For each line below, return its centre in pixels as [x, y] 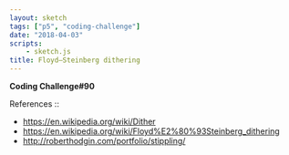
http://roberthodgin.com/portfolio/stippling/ [104, 141]
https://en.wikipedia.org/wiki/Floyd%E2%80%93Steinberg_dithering [151, 131]
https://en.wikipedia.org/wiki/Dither [89, 121]
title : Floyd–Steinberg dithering [75, 60]
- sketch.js [48, 52]
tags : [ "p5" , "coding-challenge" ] [75, 26]
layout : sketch [38, 18]
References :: [34, 104]
